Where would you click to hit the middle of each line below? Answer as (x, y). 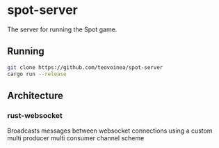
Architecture (35, 95)
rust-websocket (35, 115)
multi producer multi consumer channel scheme (76, 138)
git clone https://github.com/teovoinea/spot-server (85, 67)
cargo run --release (37, 74)
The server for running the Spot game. (62, 29)
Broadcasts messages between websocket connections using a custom (110, 131)
